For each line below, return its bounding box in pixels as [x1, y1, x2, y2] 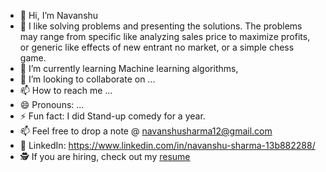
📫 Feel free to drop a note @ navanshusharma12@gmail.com [19, 125, 273, 137]
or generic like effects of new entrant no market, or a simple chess [19, 41, 295, 53]
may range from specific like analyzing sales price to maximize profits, [19, 31, 311, 42]
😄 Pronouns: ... [19, 99, 85, 110]
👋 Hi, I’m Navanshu [19, 10, 99, 21]
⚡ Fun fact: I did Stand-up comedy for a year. [19, 110, 206, 122]
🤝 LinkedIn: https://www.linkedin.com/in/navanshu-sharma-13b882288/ [19, 140, 316, 151]
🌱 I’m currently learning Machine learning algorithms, [19, 63, 239, 74]
